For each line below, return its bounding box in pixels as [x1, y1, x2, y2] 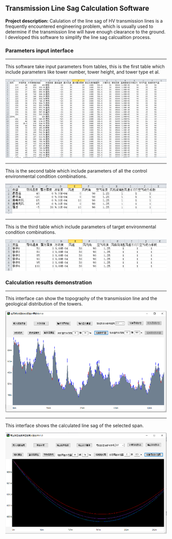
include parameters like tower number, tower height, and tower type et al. [5, 69, 160, 75]
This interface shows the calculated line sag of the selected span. [5, 422, 144, 429]
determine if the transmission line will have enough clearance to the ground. [5, 28, 166, 35]
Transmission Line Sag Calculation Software [5, 4, 149, 13]
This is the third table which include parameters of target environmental [5, 224, 156, 230]
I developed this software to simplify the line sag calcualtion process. [5, 34, 151, 40]
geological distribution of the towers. [5, 301, 83, 307]
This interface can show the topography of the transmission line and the [5, 295, 158, 302]
